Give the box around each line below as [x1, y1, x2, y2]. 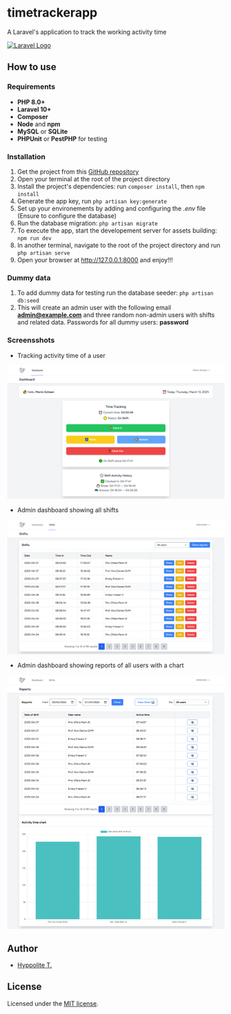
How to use [7, 61, 57, 73]
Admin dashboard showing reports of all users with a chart [17, 661, 184, 669]
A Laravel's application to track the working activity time [7, 28, 167, 36]
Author [7, 943, 38, 954]
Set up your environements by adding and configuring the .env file [17, 204, 206, 212]
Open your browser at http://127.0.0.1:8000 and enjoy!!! [17, 255, 174, 264]
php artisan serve [17, 249, 70, 257]
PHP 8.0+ [17, 98, 46, 106]
